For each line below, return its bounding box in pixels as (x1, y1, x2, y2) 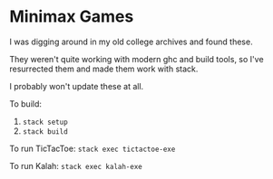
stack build (22, 127, 68, 137)
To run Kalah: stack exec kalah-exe (9, 160, 142, 171)
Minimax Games (9, 6, 134, 27)
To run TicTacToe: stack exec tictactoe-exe (9, 143, 176, 154)
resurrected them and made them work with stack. (9, 63, 199, 74)
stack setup (22, 118, 68, 127)
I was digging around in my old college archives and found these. (9, 36, 253, 47)
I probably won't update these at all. (9, 80, 144, 91)
